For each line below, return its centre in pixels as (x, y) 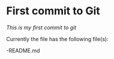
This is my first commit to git (41, 27)
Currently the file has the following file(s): (58, 39)
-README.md (23, 50)
